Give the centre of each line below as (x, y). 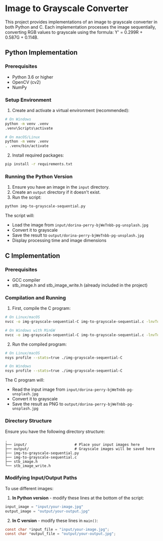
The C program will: (25, 380)
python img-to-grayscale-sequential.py (45, 207)
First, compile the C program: (41, 308)
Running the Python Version (39, 176)
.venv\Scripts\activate (29, 128)
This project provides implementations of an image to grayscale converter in (81, 22)
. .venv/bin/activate (27, 146)
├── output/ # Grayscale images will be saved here (80, 449)
